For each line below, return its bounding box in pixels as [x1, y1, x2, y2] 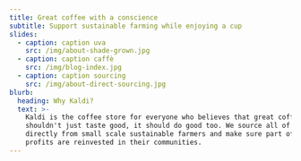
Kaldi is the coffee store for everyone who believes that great [25, 113, 275, 122]
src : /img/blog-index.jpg [25, 64, 123, 72]
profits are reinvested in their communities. [25, 138, 202, 147]
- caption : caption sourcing [17, 72, 126, 80]
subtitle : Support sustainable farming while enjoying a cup [9, 21, 243, 30]
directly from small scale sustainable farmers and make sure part [25, 130, 282, 139]
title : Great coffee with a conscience [9, 13, 159, 22]
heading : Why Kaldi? [17, 96, 94, 106]
